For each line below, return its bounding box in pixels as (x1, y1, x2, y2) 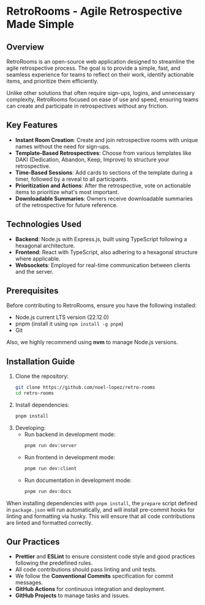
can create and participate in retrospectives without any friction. (6, 102, 168, 110)
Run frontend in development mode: (24, 453, 116, 460)
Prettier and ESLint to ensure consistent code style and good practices (15, 553, 196, 560)
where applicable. (15, 255, 61, 262)
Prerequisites (6, 286, 59, 296)
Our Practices (6, 536, 60, 547)
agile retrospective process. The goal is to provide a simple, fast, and (6, 64, 181, 72)
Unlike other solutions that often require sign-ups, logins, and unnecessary (6, 89, 195, 96)
